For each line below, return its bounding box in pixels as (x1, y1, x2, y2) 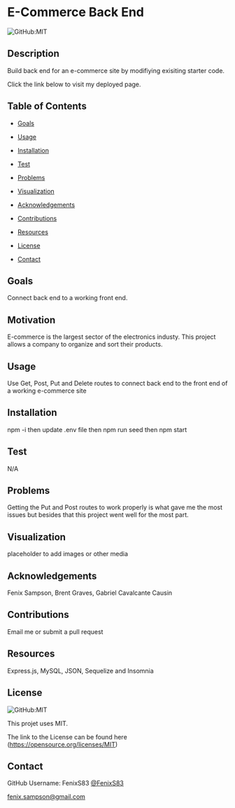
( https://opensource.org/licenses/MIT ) (7, 740, 118, 748)
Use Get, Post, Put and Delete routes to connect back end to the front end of (7, 379, 228, 387)
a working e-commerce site (7, 386, 87, 395)
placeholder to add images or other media (7, 550, 128, 558)
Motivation (7, 314, 56, 326)
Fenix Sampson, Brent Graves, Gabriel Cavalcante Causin (7, 588, 173, 597)
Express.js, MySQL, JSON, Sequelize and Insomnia (7, 666, 154, 675)
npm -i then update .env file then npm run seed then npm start (7, 425, 187, 433)
